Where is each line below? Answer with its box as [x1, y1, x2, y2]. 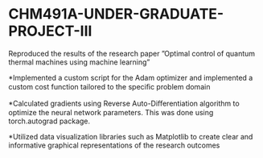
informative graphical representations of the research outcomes [8, 140, 220, 150]
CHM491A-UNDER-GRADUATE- [8, 5, 224, 23]
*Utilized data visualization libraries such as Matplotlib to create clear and [8, 131, 253, 141]
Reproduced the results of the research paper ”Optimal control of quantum [8, 48, 256, 58]
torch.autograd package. [8, 116, 91, 126]
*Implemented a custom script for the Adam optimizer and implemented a [8, 73, 253, 82]
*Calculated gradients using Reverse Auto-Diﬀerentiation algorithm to [8, 98, 240, 108]
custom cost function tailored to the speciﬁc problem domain [8, 81, 211, 91]
